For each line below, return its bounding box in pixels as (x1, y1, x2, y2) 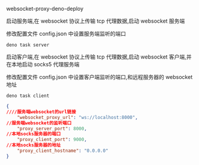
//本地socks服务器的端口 (6, 131, 61, 137)
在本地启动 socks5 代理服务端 (6, 61, 80, 68)
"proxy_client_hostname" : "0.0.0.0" (17, 148, 109, 154)
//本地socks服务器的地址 (6, 142, 61, 148)
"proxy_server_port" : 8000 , (17, 126, 87, 132)
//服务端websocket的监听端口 (6, 120, 72, 126)
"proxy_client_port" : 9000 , (17, 137, 87, 143)
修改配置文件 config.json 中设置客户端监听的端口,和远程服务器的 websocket (6, 74, 193, 80)
